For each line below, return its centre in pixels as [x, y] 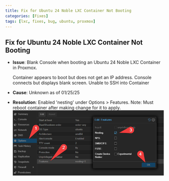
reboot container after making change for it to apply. [67, 108]
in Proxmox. [25, 68]
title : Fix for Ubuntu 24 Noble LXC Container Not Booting [68, 11]
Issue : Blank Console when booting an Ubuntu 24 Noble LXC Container [87, 63]
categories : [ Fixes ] [27, 16]
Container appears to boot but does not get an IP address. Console [82, 78]
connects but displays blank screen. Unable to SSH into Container [81, 83]
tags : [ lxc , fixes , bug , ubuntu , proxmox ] [50, 21]
